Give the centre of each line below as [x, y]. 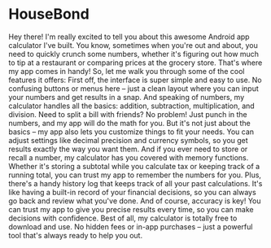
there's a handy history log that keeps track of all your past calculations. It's [135, 183]
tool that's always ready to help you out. [76, 235]
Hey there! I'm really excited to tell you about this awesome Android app [129, 37]
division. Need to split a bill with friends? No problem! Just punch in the [128, 114]
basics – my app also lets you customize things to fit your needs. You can [131, 132]
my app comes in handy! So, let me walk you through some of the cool [127, 71]
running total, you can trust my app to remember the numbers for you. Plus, [135, 175]
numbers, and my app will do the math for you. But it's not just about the [129, 123]
